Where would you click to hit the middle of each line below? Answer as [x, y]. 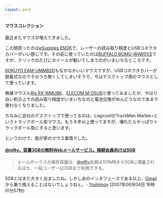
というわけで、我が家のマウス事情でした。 [48, 138]
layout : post [18, 10]
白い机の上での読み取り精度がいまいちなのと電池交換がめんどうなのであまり [82, 99]
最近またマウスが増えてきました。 [39, 38]
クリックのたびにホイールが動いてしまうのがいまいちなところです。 [86, 60]
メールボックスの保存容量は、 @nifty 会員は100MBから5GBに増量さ [84, 162]
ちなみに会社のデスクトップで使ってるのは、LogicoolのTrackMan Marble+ [80, 116]
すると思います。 [56, 128]
